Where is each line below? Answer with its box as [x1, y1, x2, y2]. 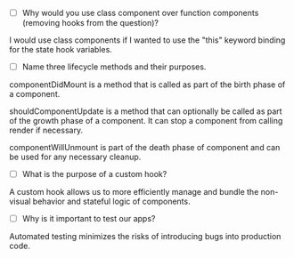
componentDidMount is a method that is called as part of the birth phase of [9, 79, 286, 90]
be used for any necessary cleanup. [9, 151, 142, 163]
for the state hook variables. [9, 44, 113, 55]
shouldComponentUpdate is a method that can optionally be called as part [9, 106, 282, 117]
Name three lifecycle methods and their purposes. [21, 61, 207, 72]
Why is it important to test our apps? [21, 214, 156, 224]
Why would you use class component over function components [21, 8, 259, 18]
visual [9, 196, 31, 207]
